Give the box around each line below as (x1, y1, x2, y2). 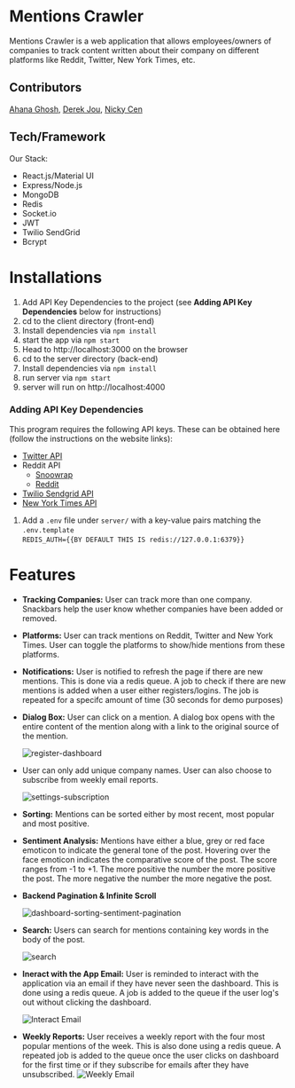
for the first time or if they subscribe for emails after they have (21, 1059, 250, 1070)
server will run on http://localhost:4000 (21, 382, 166, 392)
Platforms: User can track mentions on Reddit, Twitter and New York (21, 630, 274, 641)
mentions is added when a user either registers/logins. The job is (21, 685, 260, 696)
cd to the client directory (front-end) (21, 315, 155, 326)
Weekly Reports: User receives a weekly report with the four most (21, 1031, 266, 1042)
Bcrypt (21, 236, 47, 247)
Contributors (9, 80, 82, 95)
